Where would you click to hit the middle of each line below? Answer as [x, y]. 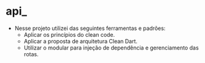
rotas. [31, 54]
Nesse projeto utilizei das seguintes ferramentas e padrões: [90, 28]
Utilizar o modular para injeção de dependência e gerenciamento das [111, 48]
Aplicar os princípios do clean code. [69, 34]
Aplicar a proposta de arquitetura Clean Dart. [80, 41]
